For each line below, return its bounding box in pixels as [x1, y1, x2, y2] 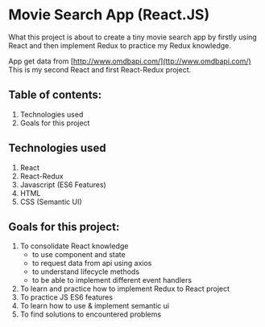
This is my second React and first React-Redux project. [8, 64, 192, 74]
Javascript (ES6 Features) [19, 179, 106, 190]
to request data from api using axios [31, 259, 152, 268]
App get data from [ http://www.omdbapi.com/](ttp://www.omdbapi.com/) [8, 56, 251, 66]
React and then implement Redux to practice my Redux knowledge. [8, 40, 232, 50]
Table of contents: [8, 88, 102, 102]
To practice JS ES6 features [19, 292, 114, 302]
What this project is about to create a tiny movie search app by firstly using [8, 32, 258, 42]
